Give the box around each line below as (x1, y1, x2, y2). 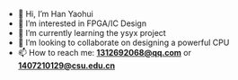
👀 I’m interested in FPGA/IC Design (17, 18, 146, 29)
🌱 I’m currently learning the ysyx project (17, 28, 166, 38)
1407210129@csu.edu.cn (17, 60, 116, 71)
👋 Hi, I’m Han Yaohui (17, 9, 94, 19)
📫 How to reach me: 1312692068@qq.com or (17, 48, 191, 58)
